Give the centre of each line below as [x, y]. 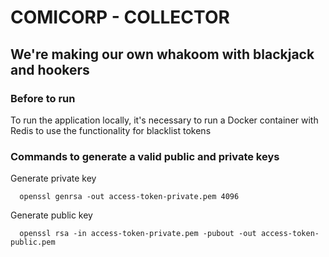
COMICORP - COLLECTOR [120, 17]
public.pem [33, 242]
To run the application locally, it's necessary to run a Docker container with [164, 120]
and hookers [50, 69]
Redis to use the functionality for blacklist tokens [111, 130]
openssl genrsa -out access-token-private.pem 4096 [129, 197]
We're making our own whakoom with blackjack [162, 54]
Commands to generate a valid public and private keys [145, 156]
